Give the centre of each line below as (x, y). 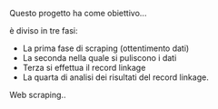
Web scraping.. (38, 95)
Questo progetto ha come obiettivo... (78, 13)
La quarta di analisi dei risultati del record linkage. (115, 77)
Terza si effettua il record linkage (84, 68)
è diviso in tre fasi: (44, 30)
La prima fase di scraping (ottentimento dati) (106, 48)
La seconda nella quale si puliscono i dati (99, 58)
